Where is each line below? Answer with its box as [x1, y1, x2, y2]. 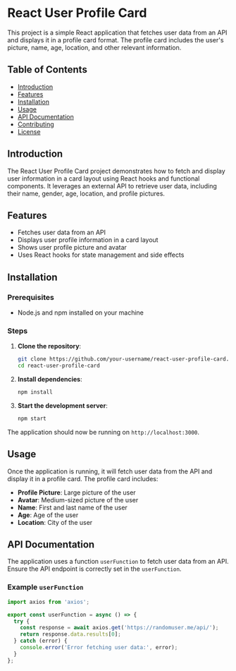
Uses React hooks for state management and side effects [17, 250, 185, 259]
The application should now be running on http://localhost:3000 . [7, 428, 199, 436]
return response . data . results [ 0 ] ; [20, 631, 121, 638]
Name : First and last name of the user [17, 503, 128, 512]
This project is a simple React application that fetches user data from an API [7, 28, 228, 37]
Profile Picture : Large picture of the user [17, 488, 136, 497]
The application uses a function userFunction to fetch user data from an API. [7, 557, 229, 566]
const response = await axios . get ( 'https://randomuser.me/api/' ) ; [20, 624, 219, 631]
